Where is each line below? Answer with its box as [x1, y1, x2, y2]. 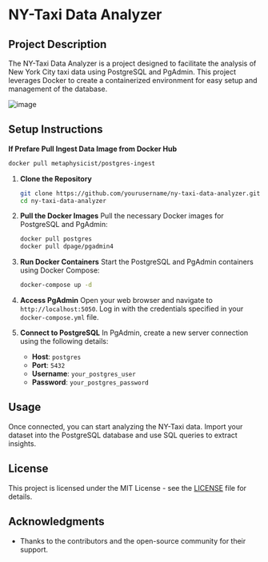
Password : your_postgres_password [31, 377, 150, 387]
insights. [8, 438, 37, 448]
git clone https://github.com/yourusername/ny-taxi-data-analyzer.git [19, 189, 261, 197]
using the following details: [19, 337, 109, 346]
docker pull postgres [19, 235, 92, 243]
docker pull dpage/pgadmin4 [19, 242, 114, 251]
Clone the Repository [19, 173, 92, 183]
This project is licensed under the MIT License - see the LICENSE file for [8, 483, 246, 492]
